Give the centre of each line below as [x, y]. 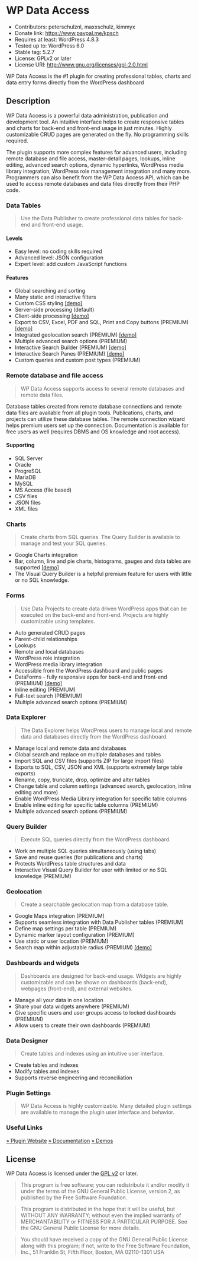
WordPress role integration [47, 658]
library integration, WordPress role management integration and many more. [99, 171]
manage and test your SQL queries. [64, 543]
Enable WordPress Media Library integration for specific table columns [101, 799]
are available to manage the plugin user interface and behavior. [98, 1112]
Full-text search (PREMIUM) [48, 696]
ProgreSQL [28, 471]
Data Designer [27, 1041]
